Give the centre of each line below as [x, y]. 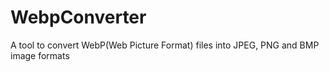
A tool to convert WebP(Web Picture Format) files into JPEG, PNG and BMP [165, 45]
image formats [40, 55]
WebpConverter [78, 17]
